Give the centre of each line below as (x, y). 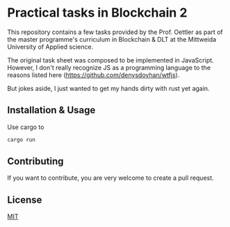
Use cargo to (26, 127)
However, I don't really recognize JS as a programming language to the (109, 67)
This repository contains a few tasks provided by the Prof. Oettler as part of (115, 32)
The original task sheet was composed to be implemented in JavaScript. (110, 60)
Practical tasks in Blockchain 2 (97, 13)
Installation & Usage (51, 110)
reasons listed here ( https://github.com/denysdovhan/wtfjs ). (93, 75)
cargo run (22, 140)
